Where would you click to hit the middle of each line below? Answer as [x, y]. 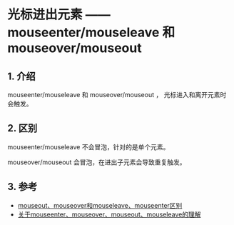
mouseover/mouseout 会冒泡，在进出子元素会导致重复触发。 [97, 162]
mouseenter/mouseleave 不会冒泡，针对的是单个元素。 [88, 146]
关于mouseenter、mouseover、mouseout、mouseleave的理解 [109, 214]
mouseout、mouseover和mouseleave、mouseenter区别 [100, 205]
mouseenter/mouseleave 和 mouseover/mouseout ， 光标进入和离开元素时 [117, 95]
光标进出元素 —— [59, 15]
